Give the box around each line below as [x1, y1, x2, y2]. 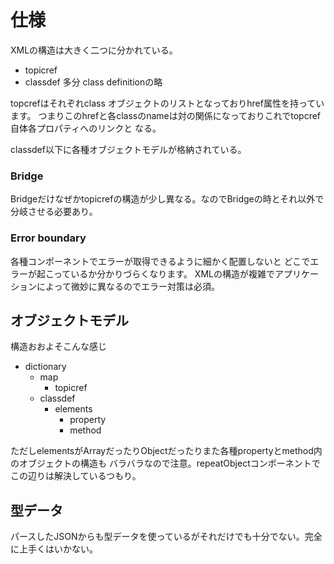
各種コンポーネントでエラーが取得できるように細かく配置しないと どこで [10, 255, 311, 267]
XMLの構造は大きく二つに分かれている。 [10, 44, 178, 56]
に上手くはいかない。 [10, 543, 98, 555]
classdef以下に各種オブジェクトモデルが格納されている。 [10, 143, 247, 155]
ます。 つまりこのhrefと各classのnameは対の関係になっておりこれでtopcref [10, 109, 322, 121]
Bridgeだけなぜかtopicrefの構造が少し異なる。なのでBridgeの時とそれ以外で [10, 193, 325, 205]
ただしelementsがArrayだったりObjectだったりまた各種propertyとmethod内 [10, 445, 323, 457]
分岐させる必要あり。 [10, 206, 98, 218]
